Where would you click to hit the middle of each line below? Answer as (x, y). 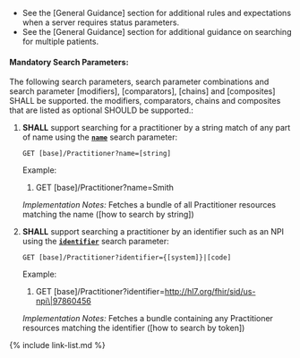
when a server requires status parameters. (101, 22)
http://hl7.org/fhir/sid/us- (210, 292)
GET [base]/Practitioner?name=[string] (97, 154)
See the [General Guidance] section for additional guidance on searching (157, 32)
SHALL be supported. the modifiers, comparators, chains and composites (145, 101)
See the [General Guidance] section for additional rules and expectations (157, 13)
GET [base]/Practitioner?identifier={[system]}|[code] (127, 258)
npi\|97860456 (63, 301)
